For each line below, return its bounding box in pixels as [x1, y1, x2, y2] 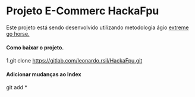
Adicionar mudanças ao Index [6, 70, 81, 78]
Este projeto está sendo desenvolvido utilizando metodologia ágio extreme [6, 24, 189, 31]
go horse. [6, 30, 30, 37]
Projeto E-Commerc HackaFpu [6, 4, 159, 18]
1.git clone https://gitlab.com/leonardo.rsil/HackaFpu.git [6, 57, 143, 64]
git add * [6, 84, 28, 91]
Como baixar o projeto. [6, 43, 64, 51]
